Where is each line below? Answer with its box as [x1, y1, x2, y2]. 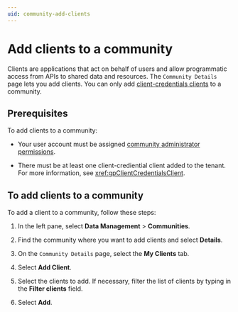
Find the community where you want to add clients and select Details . [17, 235, 223, 245]
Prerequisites [7, 107, 68, 119]
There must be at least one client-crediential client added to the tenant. [17, 161, 226, 170]
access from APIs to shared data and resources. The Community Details [7, 72, 217, 80]
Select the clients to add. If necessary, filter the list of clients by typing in [17, 277, 231, 286]
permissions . [17, 147, 55, 156]
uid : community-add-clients [7, 10, 91, 18]
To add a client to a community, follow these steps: [7, 208, 156, 217]
